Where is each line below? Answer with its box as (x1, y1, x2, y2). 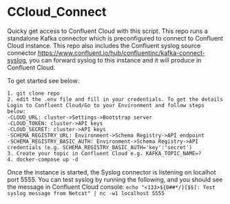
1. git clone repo (7, 90, 60, 97)
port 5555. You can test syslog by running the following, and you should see (7, 175, 223, 183)
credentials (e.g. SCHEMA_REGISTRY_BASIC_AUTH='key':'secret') (7, 144, 193, 151)
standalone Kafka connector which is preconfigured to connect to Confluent (7, 34, 224, 42)
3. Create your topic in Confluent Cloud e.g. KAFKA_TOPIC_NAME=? (7, 150, 202, 157)
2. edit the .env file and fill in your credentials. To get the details (7, 95, 224, 103)
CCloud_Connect (7, 4, 107, 20)
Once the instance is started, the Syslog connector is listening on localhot (7, 168, 216, 176)
